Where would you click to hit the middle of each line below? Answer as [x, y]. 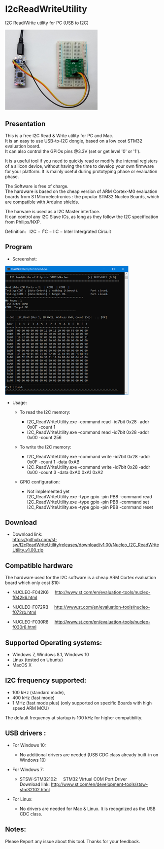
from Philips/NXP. [23, 222]
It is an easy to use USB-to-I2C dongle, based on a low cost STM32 [74, 141]
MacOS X [22, 665]
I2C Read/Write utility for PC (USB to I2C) [47, 23]
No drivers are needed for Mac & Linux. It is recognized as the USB [88, 809]
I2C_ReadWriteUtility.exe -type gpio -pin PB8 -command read [89, 496]
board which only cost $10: [33, 583]
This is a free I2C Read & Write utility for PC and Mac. [59, 136]
